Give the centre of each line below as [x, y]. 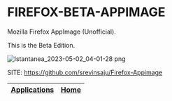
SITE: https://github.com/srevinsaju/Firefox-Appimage [85, 72]
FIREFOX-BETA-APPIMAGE [86, 12]
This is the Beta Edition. [41, 45]
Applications [33, 90]
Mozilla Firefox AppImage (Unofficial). [62, 32]
